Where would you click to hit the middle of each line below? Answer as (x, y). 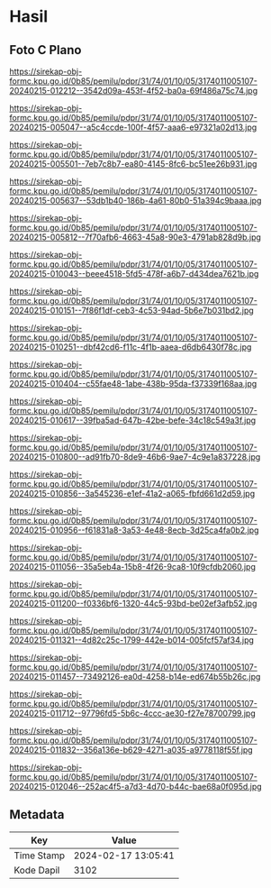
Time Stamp (40, 856)
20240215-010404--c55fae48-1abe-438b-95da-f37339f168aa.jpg (133, 384)
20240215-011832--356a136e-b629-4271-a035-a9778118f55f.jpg (131, 750)
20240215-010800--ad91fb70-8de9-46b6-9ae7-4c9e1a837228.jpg (135, 457)
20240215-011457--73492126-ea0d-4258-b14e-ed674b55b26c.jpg (135, 677)
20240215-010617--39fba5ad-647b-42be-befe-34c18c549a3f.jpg (133, 420)
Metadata (37, 815)
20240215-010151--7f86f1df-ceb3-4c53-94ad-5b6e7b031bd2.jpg (131, 310)
